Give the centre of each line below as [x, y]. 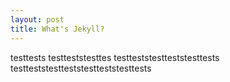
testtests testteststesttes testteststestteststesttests [115, 57]
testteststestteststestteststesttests [81, 68]
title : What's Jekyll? [57, 29]
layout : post [37, 19]
